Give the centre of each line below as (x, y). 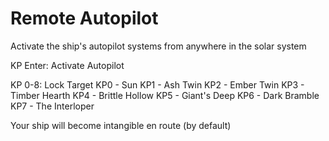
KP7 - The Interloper (52, 106)
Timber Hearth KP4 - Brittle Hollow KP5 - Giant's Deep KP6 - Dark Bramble (165, 95)
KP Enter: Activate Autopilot (67, 65)
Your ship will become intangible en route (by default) (121, 125)
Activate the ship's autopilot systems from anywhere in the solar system (158, 46)
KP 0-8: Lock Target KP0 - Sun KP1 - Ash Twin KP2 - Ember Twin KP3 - (157, 84)
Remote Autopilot (84, 18)
